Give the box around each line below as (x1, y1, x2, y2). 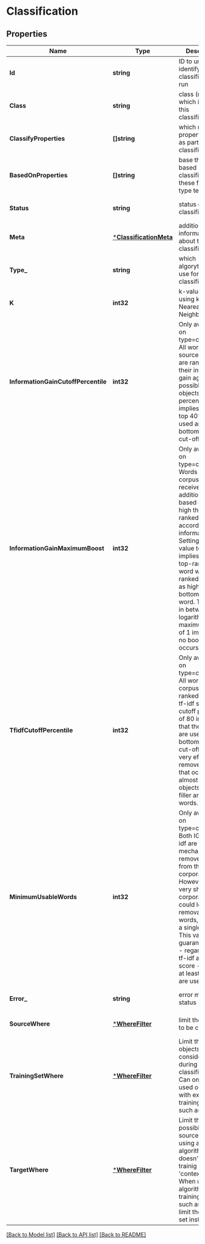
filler (179, 791, 192, 799)
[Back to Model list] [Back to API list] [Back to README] (6, 1231, 146, 1238)
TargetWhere (9, 1166, 49, 1174)
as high (179, 582, 200, 591)
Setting (179, 536, 200, 545)
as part (179, 138, 200, 146)
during (179, 1060, 198, 1068)
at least (179, 969, 200, 977)
